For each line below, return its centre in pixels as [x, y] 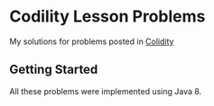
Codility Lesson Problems [107, 17]
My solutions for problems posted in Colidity [92, 41]
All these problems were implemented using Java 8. [106, 91]
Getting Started [54, 70]
